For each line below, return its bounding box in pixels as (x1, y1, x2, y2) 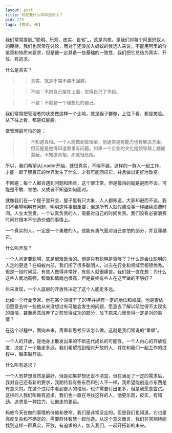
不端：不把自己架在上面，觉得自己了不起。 (30, 88, 121, 95)
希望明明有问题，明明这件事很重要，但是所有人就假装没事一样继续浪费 (14, 204, 162, 210)
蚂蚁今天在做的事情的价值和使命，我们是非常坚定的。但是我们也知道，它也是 (5, 409, 167, 416)
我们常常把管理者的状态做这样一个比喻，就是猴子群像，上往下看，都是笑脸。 (5, 111, 167, 117)
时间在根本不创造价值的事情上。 (5, 217, 73, 223)
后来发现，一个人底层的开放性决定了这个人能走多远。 (5, 286, 118, 292)
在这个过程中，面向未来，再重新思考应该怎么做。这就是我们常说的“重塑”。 (5, 327, 162, 333)
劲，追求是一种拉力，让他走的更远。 (5, 399, 82, 405)
